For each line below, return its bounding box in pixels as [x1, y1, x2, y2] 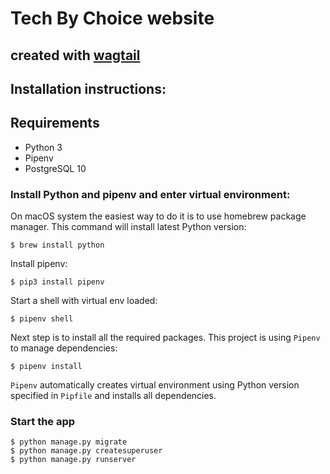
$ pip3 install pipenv [10, 277, 105, 287]
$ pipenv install [10, 362, 83, 372]
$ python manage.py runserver [10, 455, 137, 465]
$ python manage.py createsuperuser [10, 446, 163, 456]
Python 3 [24, 141, 63, 153]
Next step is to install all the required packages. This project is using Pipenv [10, 332, 321, 344]
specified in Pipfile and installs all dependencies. [10, 390, 217, 402]
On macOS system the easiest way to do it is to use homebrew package [10, 210, 307, 222]
